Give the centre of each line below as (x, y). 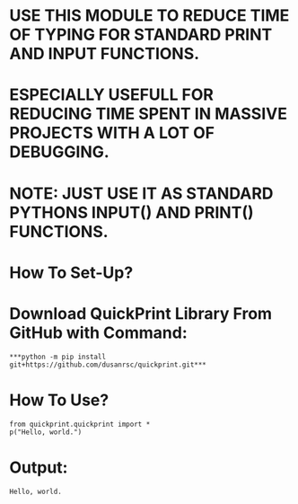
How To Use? (59, 400)
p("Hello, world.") (46, 432)
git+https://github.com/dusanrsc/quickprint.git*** (108, 365)
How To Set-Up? (71, 273)
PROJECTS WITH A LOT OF (112, 133)
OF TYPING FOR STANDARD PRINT (141, 35)
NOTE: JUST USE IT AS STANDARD (141, 193)
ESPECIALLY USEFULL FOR (111, 95)
